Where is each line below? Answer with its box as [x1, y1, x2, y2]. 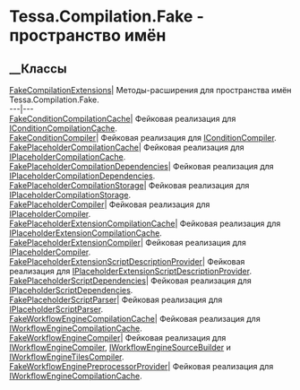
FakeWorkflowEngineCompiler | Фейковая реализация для [9, 333, 227, 342]
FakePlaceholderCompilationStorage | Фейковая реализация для [9, 180, 250, 190]
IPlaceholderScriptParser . [9, 304, 104, 315]
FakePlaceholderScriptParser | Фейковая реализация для [9, 294, 223, 305]
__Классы [9, 61, 67, 76]
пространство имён [9, 25, 167, 46]
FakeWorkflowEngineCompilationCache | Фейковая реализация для [9, 314, 261, 324]
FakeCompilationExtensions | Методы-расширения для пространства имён [9, 85, 292, 95]
